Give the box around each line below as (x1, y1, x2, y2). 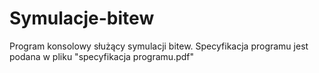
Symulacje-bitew (9, 7, 155, 30)
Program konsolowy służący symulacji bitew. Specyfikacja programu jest (9, 40, 309, 52)
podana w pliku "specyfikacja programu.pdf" (9, 50, 195, 62)
